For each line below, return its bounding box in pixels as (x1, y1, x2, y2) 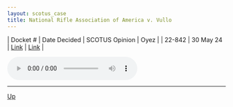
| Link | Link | (7, 43, 44, 51)
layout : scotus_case (7, 10, 67, 17)
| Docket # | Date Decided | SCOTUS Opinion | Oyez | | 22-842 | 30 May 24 (7, 35, 223, 43)
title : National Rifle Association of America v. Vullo (7, 17, 172, 23)
